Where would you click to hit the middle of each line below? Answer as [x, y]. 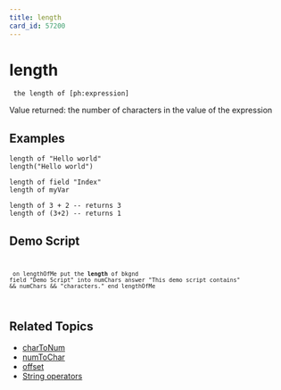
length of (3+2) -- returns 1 [66, 214]
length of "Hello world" [55, 159]
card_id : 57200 [37, 26]
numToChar [43, 357]
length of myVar [39, 190]
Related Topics [51, 326]
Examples [37, 138]
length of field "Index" [55, 183]
